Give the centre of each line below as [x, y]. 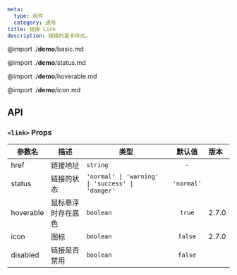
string [97, 165]
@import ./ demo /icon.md [44, 90]
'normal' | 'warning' [123, 177]
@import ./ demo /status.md [47, 63]
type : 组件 [29, 16]
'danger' [101, 191]
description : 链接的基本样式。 [49, 36]
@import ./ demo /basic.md [46, 49]
